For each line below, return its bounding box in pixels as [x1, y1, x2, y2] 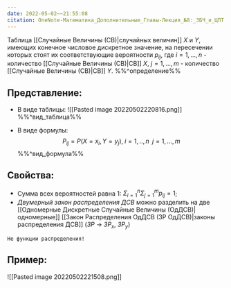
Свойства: [7, 169, 55, 181]
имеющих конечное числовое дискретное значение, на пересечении [7, 43, 213, 51]
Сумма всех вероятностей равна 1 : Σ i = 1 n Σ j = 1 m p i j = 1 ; [17, 188, 178, 199]
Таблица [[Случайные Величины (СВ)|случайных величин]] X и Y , [7, 35, 201, 44]
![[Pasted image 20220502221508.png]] [7, 272, 122, 281]
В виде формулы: [17, 126, 68, 135]
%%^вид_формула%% [17, 149, 84, 158]
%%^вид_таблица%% [17, 112, 82, 121]
